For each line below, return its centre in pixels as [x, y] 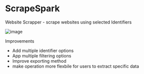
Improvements [20, 41]
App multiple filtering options [42, 56]
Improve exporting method [39, 61]
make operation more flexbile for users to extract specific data [76, 66]
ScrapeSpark [33, 9]
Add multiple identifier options [43, 50]
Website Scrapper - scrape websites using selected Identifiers [69, 22]
